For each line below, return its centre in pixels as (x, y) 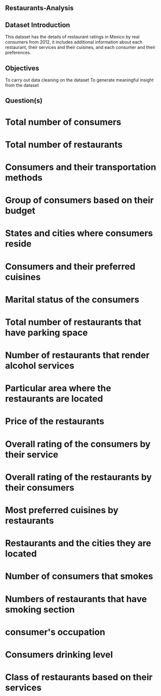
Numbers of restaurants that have (76, 599)
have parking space (46, 332)
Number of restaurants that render (77, 355)
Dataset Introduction (38, 25)
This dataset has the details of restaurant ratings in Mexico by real (72, 37)
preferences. (18, 53)
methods (24, 178)
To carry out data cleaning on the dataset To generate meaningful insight (80, 80)
